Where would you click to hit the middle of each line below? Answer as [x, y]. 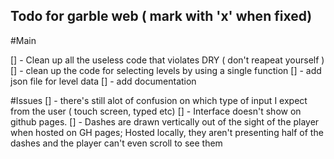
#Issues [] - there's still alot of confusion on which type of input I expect [159, 100]
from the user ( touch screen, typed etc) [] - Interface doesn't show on [156, 111]
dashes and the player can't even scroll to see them [116, 143]
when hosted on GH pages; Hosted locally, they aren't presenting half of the [167, 132]
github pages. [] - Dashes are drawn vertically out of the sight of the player [165, 121]
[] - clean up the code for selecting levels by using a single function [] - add [166, 70]
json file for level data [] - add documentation [103, 81]
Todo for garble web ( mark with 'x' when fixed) [161, 16]
